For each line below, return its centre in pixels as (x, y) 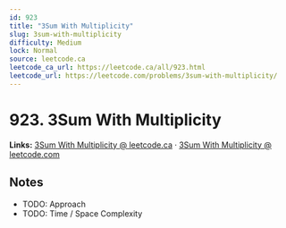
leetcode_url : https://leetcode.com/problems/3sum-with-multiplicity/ (143, 76)
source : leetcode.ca (48, 59)
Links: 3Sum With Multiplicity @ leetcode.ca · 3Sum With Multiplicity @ (141, 145)
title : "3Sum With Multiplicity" (71, 26)
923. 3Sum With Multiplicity (115, 119)
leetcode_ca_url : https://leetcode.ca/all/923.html (107, 68)
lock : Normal (34, 51)
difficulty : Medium (46, 42)
